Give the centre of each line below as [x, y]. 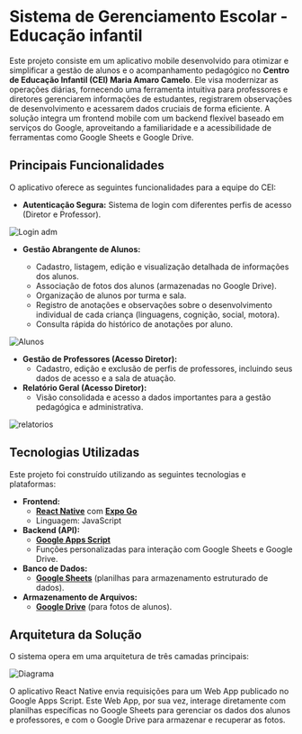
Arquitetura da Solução [75, 634]
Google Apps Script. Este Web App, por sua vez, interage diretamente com [147, 701]
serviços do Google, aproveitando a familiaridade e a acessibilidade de [141, 127]
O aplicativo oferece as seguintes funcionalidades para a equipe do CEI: [143, 187]
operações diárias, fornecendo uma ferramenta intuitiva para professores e [149, 89]
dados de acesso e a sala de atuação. [106, 378]
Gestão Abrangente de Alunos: [81, 249]
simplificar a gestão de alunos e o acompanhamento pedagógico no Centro [150, 70]
